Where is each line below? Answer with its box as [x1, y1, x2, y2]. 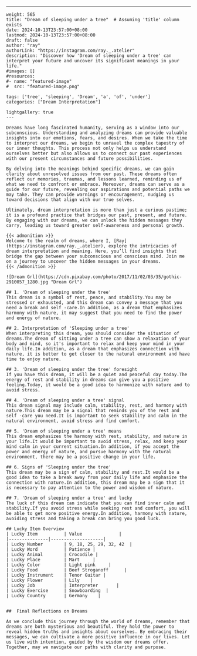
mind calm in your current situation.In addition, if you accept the [6, 444, 180, 450]
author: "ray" [6, 42, 41, 48]
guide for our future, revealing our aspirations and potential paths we [6, 186, 191, 192]
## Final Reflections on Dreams [6, 608, 88, 614]
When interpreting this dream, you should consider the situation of [6, 330, 180, 336]
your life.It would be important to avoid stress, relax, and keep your [6, 439, 188, 444]
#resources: [6, 73, 35, 79]
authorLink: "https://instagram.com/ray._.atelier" [6, 48, 135, 53]
